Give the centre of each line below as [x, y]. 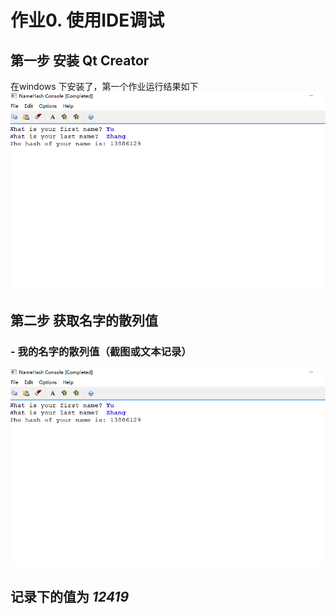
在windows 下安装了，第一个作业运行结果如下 [104, 86]
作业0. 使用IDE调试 [87, 20]
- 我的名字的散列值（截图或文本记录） [101, 351]
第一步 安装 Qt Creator [80, 60]
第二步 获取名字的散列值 [84, 320]
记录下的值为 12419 [70, 596]
